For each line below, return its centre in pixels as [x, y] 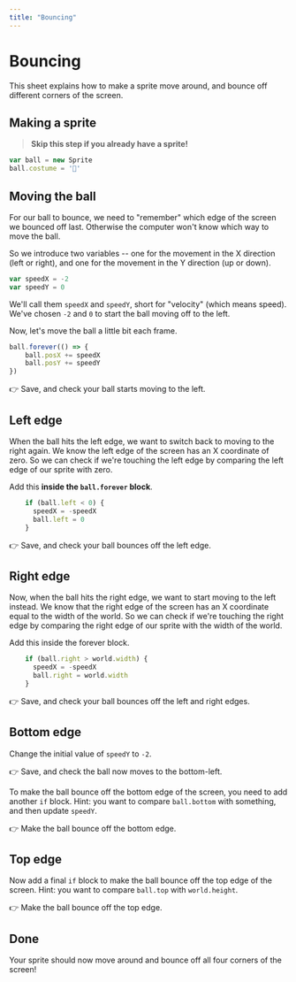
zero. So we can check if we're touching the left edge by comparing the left [147, 460]
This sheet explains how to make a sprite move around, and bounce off [138, 86]
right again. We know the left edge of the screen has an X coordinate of [139, 451]
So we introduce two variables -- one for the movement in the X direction [142, 253]
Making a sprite [53, 123]
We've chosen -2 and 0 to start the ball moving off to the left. [120, 313]
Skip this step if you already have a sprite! [109, 144]
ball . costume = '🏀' [45, 169]
